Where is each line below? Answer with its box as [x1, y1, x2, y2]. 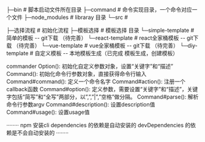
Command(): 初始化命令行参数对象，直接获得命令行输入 [6, 70, 147, 77]
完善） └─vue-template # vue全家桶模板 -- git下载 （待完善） [23, 42, 179, 49]
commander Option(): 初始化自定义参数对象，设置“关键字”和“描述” [6, 62, 173, 70]
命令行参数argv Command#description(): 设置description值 [6, 101, 155, 108]
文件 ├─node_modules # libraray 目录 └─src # [11, 13, 129, 21]
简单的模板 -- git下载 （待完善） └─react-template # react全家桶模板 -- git [6, 34, 194, 42]
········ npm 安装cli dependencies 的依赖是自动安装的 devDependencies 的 [6, 122, 191, 129]
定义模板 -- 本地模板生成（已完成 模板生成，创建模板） [40, 50, 179, 57]
